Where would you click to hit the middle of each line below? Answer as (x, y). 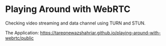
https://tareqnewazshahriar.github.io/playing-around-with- (100, 32)
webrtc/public (19, 38)
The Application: (22, 32)
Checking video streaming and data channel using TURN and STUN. (75, 23)
